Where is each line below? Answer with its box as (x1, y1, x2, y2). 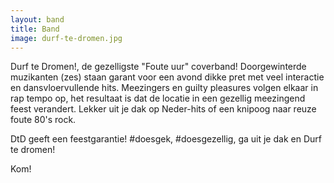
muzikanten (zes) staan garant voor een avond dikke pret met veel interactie (10, 71, 325, 83)
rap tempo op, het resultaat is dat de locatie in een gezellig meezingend (10, 92, 306, 105)
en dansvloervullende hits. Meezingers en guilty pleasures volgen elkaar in (10, 82, 319, 94)
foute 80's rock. (10, 114, 77, 126)
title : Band (10, 24, 60, 34)
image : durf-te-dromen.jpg (10, 33, 123, 43)
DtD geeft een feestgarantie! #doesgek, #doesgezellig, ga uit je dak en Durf (10, 133, 322, 145)
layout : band (10, 14, 65, 25)
